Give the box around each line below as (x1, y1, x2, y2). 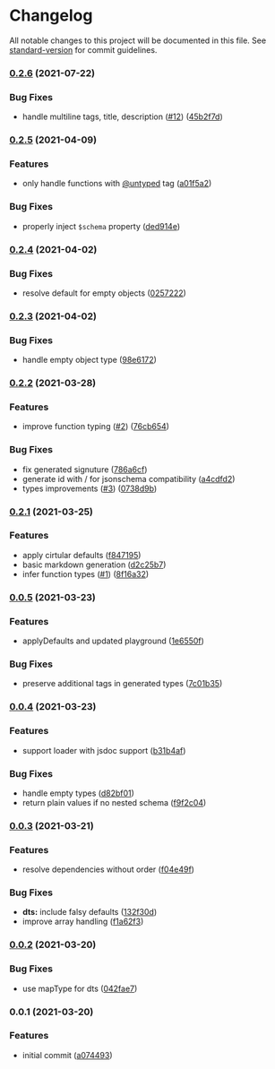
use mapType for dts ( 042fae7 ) (21, 983, 138, 994)
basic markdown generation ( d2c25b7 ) (21, 559, 167, 570)
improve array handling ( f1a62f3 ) (21, 916, 144, 927)
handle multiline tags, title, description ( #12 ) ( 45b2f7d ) (21, 111, 224, 122)
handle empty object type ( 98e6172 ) (21, 355, 157, 366)
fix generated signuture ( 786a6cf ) (21, 463, 148, 475)
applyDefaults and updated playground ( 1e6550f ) (21, 635, 204, 646)
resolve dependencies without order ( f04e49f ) (21, 864, 195, 875)
